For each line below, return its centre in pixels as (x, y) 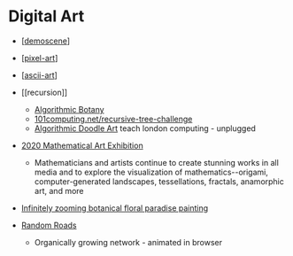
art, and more (59, 190)
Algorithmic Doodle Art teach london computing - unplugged (145, 128)
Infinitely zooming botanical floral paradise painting (115, 208)
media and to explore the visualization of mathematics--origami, (151, 172)
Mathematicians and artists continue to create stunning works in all (157, 162)
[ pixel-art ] (39, 58)
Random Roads (49, 225)
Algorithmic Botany (69, 109)
